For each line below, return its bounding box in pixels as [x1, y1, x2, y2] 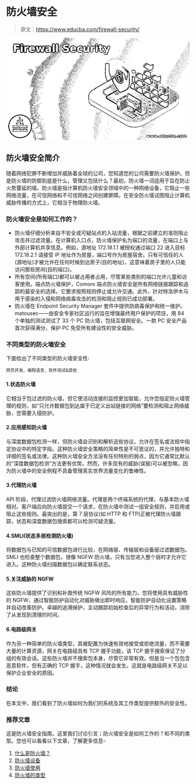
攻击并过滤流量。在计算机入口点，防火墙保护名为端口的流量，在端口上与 [14, 237, 188, 244]
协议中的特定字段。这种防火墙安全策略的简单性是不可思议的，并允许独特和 [10, 445, 190, 452]
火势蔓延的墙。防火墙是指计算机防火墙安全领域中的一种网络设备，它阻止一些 [6, 184, 190, 191]
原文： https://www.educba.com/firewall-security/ [20, 26, 140, 33]
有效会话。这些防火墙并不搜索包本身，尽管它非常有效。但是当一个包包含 [16, 654, 190, 661]
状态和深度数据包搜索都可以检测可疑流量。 [16, 517, 118, 524]
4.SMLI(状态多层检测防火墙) [6, 532, 74, 539]
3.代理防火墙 [6, 482, 37, 489]
